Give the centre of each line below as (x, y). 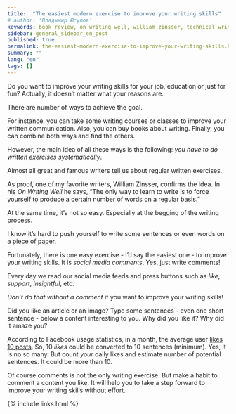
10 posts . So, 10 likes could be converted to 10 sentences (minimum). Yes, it (117, 347)
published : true (31, 40)
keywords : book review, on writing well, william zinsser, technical (111, 27)
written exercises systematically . (55, 157)
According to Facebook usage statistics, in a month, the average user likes (115, 339)
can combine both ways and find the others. (71, 136)
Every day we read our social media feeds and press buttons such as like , (114, 276)
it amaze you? (27, 325)
